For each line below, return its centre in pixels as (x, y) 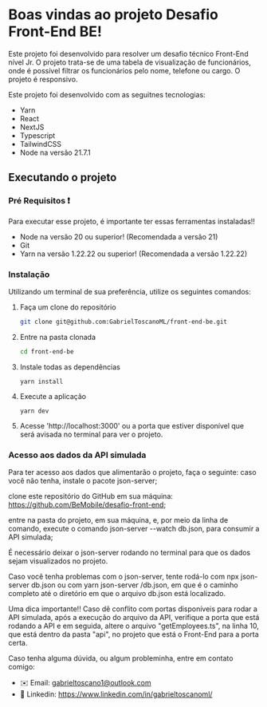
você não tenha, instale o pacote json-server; (83, 480)
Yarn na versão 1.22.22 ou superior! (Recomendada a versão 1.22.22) (133, 254)
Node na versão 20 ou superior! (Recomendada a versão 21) (119, 236)
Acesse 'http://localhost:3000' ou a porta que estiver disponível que (132, 425)
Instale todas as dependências (70, 367)
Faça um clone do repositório (68, 307)
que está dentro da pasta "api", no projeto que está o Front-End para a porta (133, 634)
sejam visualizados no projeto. (58, 561)
